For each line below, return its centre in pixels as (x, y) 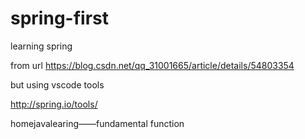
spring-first (59, 18)
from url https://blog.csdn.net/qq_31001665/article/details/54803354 (152, 65)
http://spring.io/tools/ (54, 104)
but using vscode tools (57, 84)
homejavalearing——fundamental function (97, 123)
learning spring (41, 46)
